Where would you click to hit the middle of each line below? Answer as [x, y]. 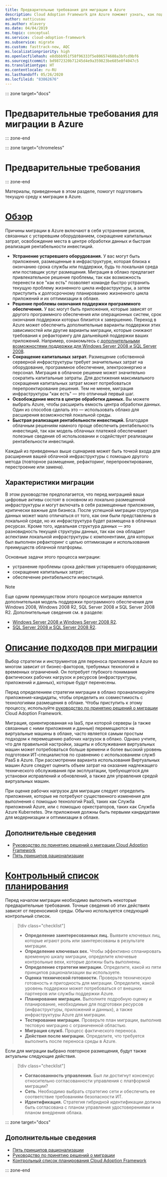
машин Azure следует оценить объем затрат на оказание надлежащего [82, 765]
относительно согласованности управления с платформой [87, 1081]
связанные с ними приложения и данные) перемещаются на [70, 729]
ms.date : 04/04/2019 [27, 28]
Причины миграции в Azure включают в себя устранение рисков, [75, 230]
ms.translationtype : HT [30, 65]
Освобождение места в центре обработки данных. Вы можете [81, 399]
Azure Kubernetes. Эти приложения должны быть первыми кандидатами [83, 812]
